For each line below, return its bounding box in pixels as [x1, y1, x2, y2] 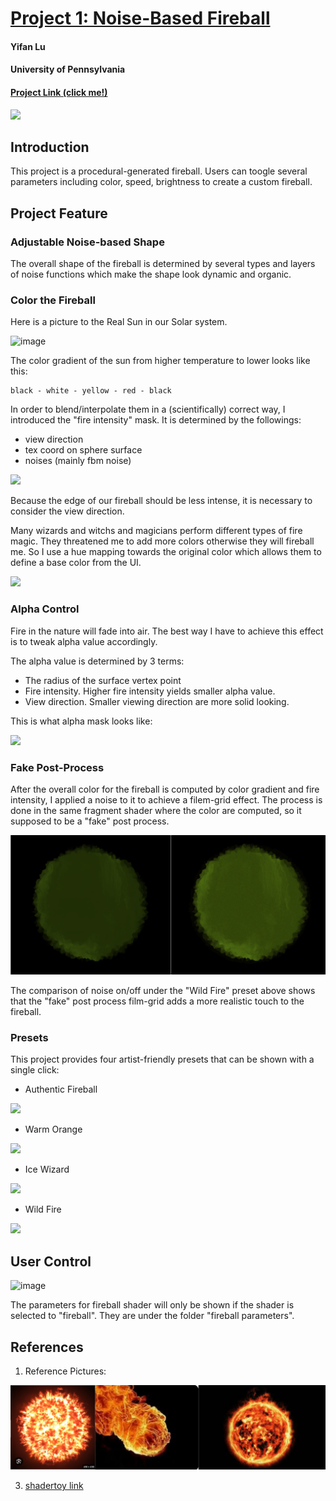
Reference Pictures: [24, 1365, 107, 1377]
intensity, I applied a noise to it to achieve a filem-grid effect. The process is [10, 793, 323, 806]
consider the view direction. [10, 505, 125, 517]
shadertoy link [24, 1480, 84, 1492]
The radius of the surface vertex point [24, 674, 182, 686]
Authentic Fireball [24, 1083, 98, 1096]
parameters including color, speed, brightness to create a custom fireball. [10, 176, 313, 188]
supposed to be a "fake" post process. [10, 815, 170, 827]
